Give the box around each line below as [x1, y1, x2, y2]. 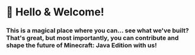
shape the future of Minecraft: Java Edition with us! [6, 41, 157, 50]
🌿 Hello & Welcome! [6, 5, 105, 19]
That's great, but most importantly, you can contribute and [6, 34, 179, 42]
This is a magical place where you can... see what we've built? [6, 27, 189, 35]
